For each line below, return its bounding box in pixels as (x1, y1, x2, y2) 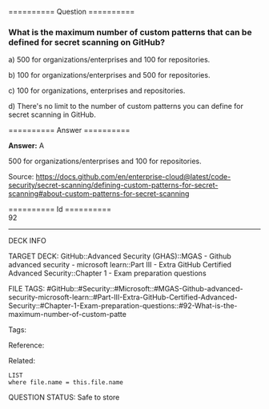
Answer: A (8, 141, 45, 150)
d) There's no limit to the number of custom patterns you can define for (8, 102, 244, 111)
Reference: (8, 340, 45, 351)
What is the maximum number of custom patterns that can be (8, 26, 252, 38)
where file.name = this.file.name (8, 379, 124, 387)
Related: (8, 356, 36, 366)
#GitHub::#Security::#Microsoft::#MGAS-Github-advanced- (46, 284, 243, 294)
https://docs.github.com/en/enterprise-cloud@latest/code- (35, 172, 231, 182)
